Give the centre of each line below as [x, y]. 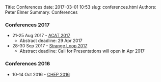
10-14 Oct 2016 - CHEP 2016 [41, 74]
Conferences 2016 [27, 64]
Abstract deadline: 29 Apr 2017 [51, 41]
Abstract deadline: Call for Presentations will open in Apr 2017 [82, 51]
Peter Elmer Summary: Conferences [41, 12]
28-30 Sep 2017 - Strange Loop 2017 [50, 46]
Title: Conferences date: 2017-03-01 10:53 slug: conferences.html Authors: [81, 7]
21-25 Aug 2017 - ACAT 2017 [41, 36]
